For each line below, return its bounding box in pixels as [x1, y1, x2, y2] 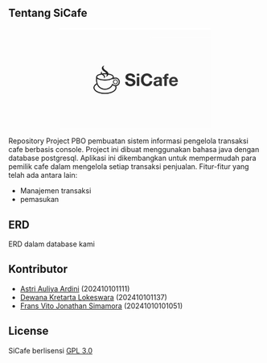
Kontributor [8, 262, 68, 276]
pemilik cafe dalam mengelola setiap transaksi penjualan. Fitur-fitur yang [8, 162, 249, 171]
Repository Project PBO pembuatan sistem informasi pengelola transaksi [8, 136, 249, 146]
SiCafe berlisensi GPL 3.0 [8, 345, 92, 355]
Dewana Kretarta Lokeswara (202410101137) [19, 292, 167, 302]
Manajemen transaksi [19, 186, 92, 196]
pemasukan [19, 195, 60, 204]
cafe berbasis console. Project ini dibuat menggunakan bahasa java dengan [8, 145, 260, 155]
